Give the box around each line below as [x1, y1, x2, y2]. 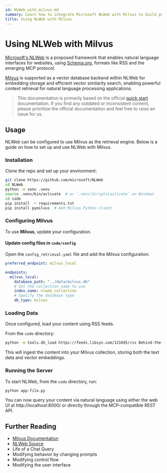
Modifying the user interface [12, 462, 71, 468]
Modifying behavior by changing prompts [12, 452, 97, 458]
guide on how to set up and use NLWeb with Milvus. [5, 144, 112, 150]
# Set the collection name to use [14, 284, 85, 289]
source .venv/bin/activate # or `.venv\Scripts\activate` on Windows [5, 192, 155, 197]
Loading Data [5, 309, 38, 316]
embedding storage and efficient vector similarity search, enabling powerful [5, 80, 161, 86]
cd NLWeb [5, 182, 23, 187]
